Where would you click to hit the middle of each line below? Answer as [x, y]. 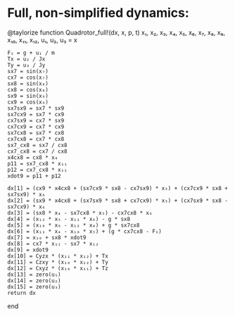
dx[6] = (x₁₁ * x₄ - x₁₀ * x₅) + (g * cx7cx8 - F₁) [84, 231]
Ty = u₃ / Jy [26, 65]
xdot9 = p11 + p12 [34, 176]
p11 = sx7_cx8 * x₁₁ [38, 163]
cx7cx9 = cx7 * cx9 [36, 127]
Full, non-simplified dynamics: [99, 13]
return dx [22, 293]
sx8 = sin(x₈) [28, 83]
